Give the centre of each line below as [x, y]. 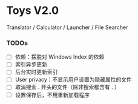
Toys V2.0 [33, 11]
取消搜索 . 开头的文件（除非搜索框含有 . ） [67, 87]
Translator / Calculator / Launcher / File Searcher [67, 27]
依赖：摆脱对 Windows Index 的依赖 [60, 57]
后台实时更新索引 [36, 72]
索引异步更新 [31, 65]
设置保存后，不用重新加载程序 [52, 95]
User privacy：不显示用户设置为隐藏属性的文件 [73, 80]
